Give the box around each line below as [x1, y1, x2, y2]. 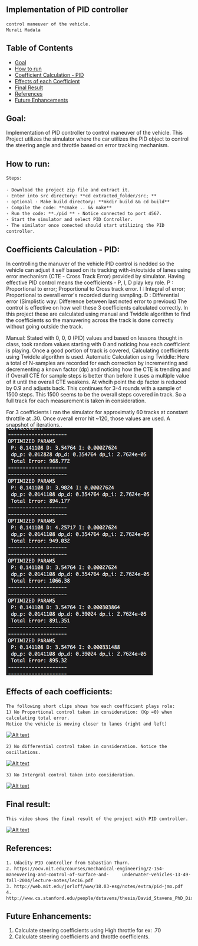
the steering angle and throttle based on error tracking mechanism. [6, 142, 169, 149]
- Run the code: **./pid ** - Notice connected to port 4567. [6, 211, 162, 217]
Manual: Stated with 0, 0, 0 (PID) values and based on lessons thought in [6, 334, 183, 342]
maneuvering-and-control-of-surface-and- [6, 872, 110, 877]
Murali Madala [6, 27, 41, 33]
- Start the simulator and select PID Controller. [6, 217, 133, 223]
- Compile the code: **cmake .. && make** [6, 205, 112, 211]
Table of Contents [6, 43, 74, 53]
